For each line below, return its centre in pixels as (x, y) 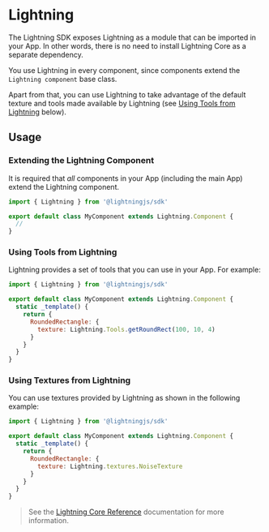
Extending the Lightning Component (81, 161)
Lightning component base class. (63, 79)
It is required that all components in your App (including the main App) (126, 178)
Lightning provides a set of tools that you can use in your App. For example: (134, 270)
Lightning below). (38, 112)
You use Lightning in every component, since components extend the (124, 70)
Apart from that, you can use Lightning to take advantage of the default (127, 94)
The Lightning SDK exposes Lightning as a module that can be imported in (132, 37)
